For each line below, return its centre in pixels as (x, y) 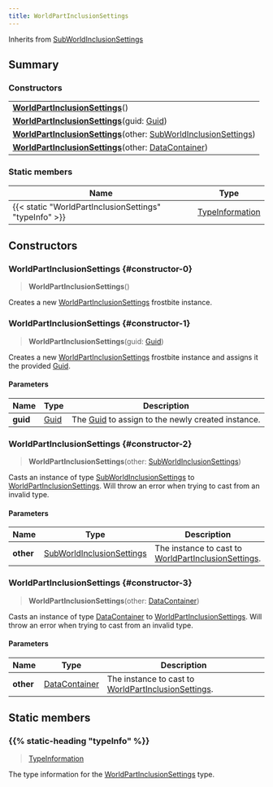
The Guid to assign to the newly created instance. (166, 419)
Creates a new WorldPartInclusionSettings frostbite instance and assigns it (133, 357)
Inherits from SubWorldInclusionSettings (76, 39)
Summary (34, 65)
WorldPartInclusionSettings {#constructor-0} (100, 269)
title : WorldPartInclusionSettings (69, 16)
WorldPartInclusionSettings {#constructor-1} (100, 324)
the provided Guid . (39, 365)
